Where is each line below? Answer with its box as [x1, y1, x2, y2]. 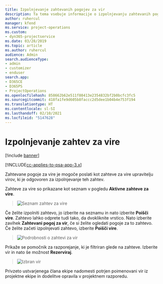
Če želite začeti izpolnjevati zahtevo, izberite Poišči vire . [5, 225, 118, 231]
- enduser [5, 70, 25, 75]
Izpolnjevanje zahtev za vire [5, 136, 120, 147]
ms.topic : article [5, 43, 42, 48]
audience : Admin [5, 52, 38, 57]
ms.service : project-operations [5, 25, 70, 30]
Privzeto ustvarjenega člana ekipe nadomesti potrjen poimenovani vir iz [5, 268, 148, 274]
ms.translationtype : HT [5, 102, 53, 107]
